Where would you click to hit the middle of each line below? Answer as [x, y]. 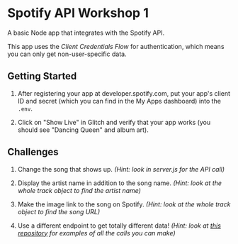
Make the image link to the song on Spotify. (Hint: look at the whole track [124, 204]
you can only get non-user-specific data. [67, 54]
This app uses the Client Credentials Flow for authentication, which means [116, 46]
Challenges [33, 152]
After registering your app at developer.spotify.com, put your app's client [124, 93]
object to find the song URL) [59, 211]
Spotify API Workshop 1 [78, 13]
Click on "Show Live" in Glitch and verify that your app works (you [114, 122]
